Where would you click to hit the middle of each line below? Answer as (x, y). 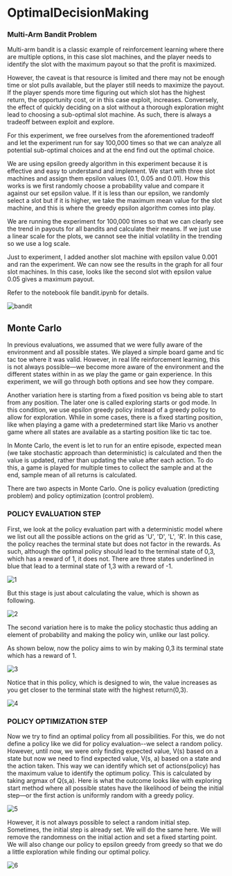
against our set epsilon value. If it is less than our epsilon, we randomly (108, 193)
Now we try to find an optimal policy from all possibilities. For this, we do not (116, 736)
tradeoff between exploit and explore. (61, 122)
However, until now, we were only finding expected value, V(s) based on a (113, 751)
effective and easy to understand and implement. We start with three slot (111, 171)
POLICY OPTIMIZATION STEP (57, 721)
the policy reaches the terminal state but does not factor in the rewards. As (114, 544)
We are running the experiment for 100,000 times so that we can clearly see (115, 222)
